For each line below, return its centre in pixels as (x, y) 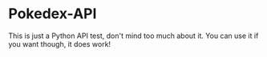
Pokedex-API (53, 14)
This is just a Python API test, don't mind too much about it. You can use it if (133, 36)
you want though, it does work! (59, 44)
